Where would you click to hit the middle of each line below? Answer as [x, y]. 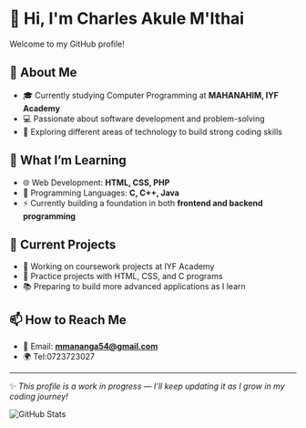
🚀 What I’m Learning [68, 160]
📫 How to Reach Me [68, 320]
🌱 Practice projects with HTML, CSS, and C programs [122, 277]
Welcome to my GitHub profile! [67, 44]
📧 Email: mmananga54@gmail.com [90, 347]
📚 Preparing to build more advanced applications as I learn [134, 287]
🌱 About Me [43, 73]
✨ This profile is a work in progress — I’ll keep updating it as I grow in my [147, 386]
